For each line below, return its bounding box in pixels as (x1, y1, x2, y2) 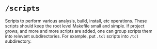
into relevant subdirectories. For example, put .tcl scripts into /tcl (5, 33, 139, 39)
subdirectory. (5, 38, 32, 44)
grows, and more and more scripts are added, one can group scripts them (5, 28, 153, 34)
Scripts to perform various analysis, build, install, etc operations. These (5, 18, 147, 24)
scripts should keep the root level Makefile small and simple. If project (5, 23, 144, 29)
